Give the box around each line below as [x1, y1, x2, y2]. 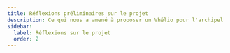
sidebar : [7, 23, 33, 30]
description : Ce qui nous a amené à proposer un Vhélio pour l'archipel [7, 17, 224, 23]
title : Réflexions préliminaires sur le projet [7, 10, 149, 17]
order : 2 [13, 36, 39, 43]
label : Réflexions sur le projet [13, 29, 111, 36]
